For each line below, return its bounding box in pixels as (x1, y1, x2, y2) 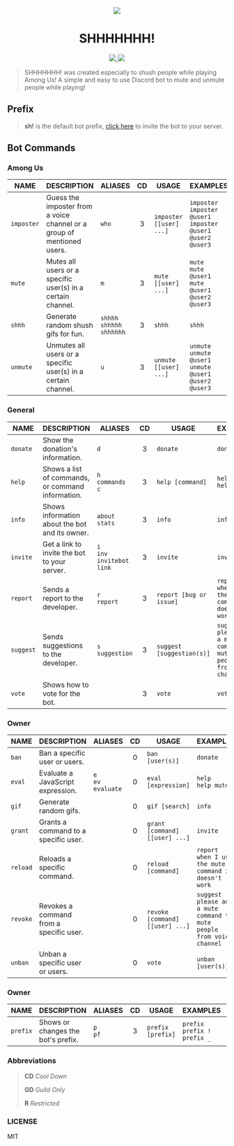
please (196, 898, 219, 905)
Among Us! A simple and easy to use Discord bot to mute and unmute (24, 76, 225, 84)
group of (46, 228, 75, 238)
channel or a (46, 219, 87, 229)
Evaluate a (39, 768, 73, 778)
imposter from (46, 201, 93, 211)
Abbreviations (7, 1056, 57, 1066)
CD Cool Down (24, 1072, 68, 1080)
